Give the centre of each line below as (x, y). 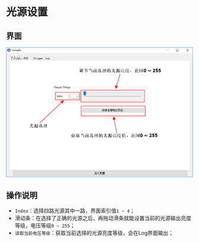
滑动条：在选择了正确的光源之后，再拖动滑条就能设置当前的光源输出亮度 (103, 218)
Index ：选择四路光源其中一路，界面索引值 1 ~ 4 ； (75, 211)
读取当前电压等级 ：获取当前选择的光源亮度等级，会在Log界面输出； (94, 233)
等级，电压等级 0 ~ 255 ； (45, 225)
